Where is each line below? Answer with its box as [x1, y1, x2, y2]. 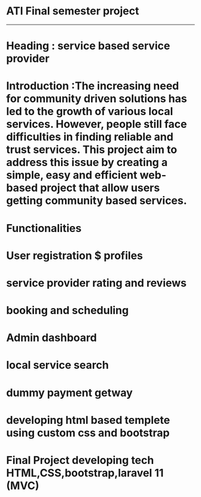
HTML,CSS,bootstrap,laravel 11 [6, 466, 164, 480]
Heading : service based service [6, 39, 170, 53]
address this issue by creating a [6, 156, 168, 169]
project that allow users [39, 181, 160, 195]
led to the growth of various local [6, 105, 173, 118]
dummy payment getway [6, 385, 133, 399]
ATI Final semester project [6, 4, 139, 18]
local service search [6, 359, 109, 372]
